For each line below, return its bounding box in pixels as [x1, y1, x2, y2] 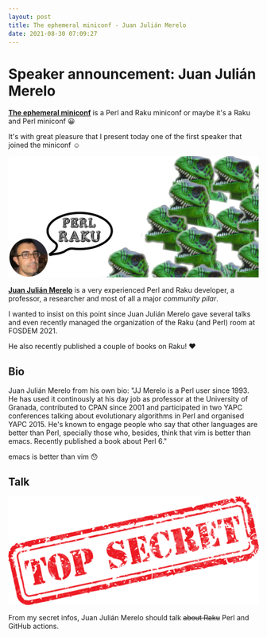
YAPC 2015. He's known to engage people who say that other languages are [8, 420, 258, 429]
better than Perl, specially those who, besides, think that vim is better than [8, 428, 252, 437]
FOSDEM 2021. [8, 326, 58, 336]
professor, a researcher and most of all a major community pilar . [8, 294, 219, 304]
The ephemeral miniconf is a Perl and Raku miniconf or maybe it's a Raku [8, 108, 250, 118]
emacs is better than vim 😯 [8, 452, 99, 461]
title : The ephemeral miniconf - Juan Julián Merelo [8, 21, 187, 29]
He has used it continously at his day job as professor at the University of [8, 394, 249, 404]
